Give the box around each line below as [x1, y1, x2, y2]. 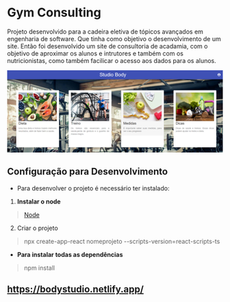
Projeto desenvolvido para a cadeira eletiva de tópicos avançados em [7, 27, 204, 36]
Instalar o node [16, 197, 61, 205]
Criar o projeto [16, 224, 58, 232]
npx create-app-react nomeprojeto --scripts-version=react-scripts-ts [23, 237, 220, 245]
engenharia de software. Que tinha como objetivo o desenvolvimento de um [7, 34, 221, 42]
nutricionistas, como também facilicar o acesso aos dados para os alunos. [7, 56, 217, 64]
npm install [23, 264, 55, 272]
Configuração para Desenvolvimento [7, 166, 168, 177]
